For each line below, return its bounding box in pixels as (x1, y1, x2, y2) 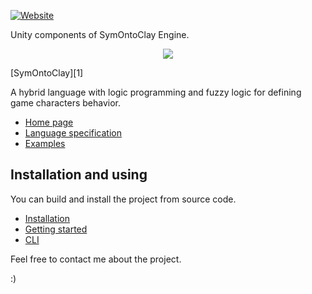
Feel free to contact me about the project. (10, 253, 182, 265)
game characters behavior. (10, 97, 122, 109)
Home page (24, 116, 74, 128)
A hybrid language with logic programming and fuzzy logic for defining (10, 86, 302, 98)
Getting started (24, 223, 88, 235)
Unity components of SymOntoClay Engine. (10, 29, 190, 40)
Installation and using (10, 166, 148, 184)
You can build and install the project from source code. (10, 193, 237, 205)
